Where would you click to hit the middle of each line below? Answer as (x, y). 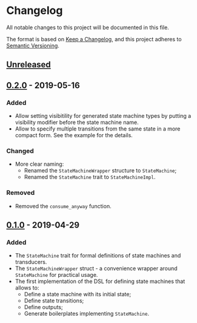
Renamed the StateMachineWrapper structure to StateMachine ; (100, 171)
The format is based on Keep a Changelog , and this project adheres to (94, 39)
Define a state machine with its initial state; (78, 294)
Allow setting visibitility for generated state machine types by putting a (103, 116)
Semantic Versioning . (33, 46)
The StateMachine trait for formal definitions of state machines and (98, 256)
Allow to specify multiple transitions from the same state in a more (98, 129)
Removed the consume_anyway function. (63, 206)
